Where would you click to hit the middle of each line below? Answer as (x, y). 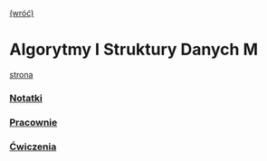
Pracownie (33, 122)
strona (21, 74)
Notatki (26, 98)
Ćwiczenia (33, 147)
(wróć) (22, 13)
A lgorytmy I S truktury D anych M (133, 50)
